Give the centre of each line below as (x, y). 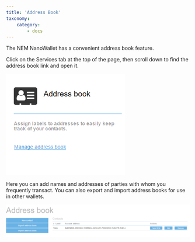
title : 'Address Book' (34, 12)
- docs (35, 31)
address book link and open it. (42, 66)
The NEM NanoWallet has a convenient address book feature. (80, 48)
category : (29, 25)
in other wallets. (25, 196)
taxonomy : (18, 18)
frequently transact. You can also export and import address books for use (96, 191)
